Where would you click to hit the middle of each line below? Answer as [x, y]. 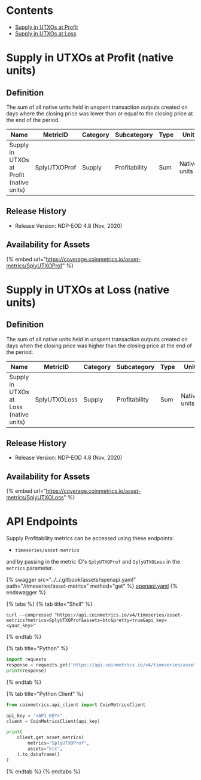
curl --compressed [29, 615]
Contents [30, 11]
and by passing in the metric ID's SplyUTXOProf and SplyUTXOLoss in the [93, 562]
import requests [26, 660]
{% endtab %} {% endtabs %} [43, 771]
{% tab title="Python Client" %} [45, 693]
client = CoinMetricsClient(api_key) [53, 721]
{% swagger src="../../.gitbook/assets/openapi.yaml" [71, 580]
